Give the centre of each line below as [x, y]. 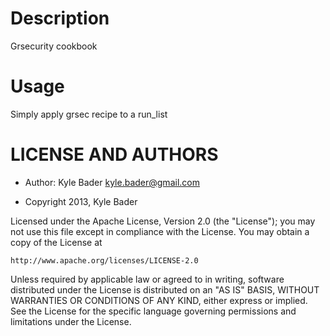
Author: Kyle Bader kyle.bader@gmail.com [112, 182]
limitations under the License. [71, 321]
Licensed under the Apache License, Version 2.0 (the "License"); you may [163, 221]
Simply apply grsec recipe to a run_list [89, 114]
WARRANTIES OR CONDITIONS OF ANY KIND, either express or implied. [159, 300]
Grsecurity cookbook [54, 46]
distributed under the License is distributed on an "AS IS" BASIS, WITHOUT [165, 289]
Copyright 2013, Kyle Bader [81, 201]
